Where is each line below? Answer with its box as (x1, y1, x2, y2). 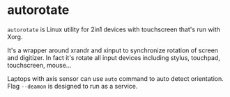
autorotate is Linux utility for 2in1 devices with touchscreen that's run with (7, 25, 221, 33)
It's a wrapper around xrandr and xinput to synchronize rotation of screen (7, 46, 218, 54)
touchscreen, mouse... (7, 61, 72, 69)
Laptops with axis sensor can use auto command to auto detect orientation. (7, 74, 224, 82)
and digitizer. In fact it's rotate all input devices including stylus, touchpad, (7, 53, 221, 61)
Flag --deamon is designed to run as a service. (7, 82, 138, 90)
